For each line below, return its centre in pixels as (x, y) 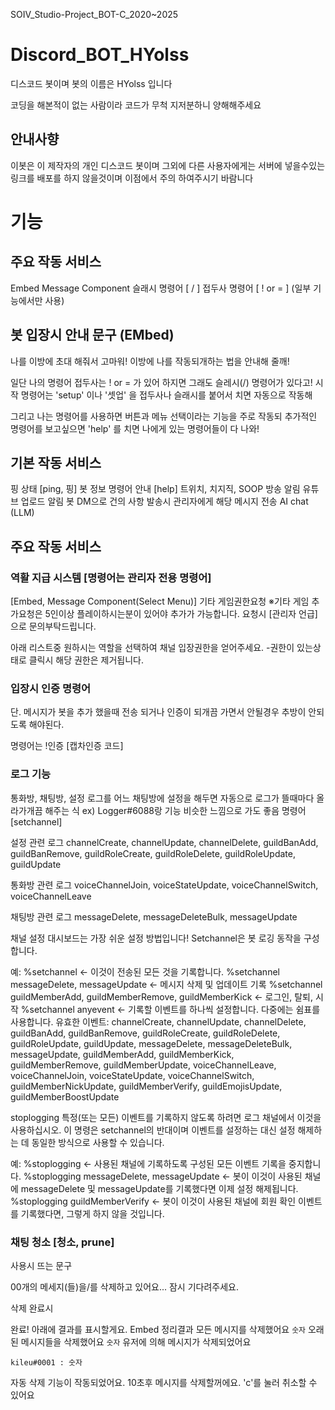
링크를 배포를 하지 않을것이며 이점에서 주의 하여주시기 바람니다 (132, 178)
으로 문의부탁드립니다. (53, 626)
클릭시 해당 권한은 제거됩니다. (86, 660)
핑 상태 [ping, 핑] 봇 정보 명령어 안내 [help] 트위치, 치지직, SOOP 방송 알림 (155, 489)
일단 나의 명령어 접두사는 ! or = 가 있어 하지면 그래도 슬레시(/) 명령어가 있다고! (161, 382)
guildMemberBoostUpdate (65, 1096)
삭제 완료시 (32, 1308)
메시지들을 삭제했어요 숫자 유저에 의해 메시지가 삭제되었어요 (136, 1341)
